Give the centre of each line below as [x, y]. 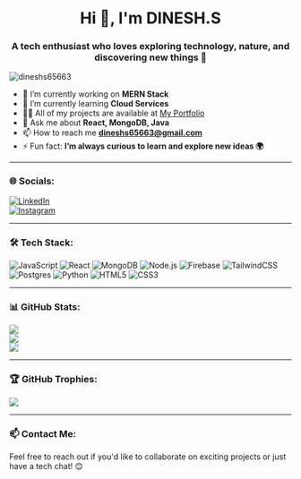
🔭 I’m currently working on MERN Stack [95, 94]
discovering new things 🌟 [150, 57]
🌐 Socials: [32, 181]
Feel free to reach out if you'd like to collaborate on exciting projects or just [148, 457]
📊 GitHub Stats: [45, 307]
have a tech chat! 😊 [46, 466]
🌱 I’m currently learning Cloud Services [95, 104]
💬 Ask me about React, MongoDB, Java [96, 123]
